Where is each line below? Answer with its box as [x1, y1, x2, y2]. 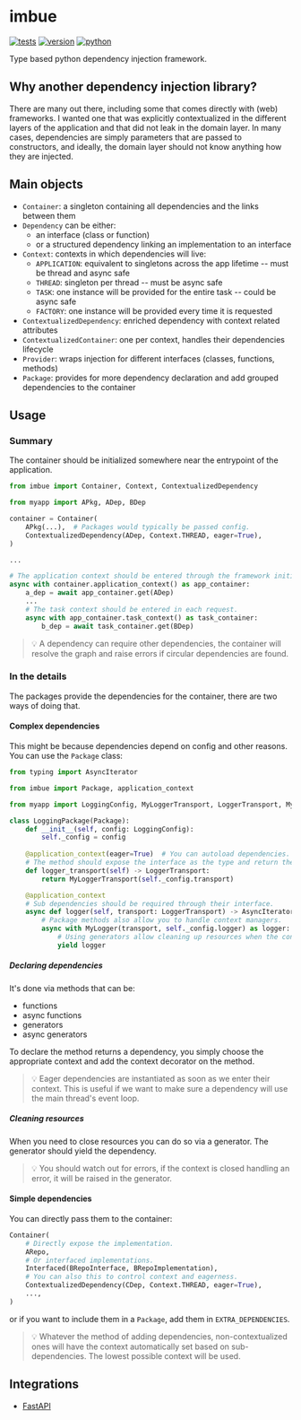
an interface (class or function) [35, 229, 150, 240]
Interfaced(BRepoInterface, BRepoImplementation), [25, 1264, 219, 1273]
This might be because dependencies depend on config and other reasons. [9, 741, 288, 751]
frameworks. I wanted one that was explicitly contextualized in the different [9, 112, 287, 123]
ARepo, [25, 1247, 50, 1257]
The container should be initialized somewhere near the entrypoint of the [9, 455, 279, 466]
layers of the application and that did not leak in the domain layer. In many [9, 122, 282, 133]
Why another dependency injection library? [9, 79, 258, 95]
